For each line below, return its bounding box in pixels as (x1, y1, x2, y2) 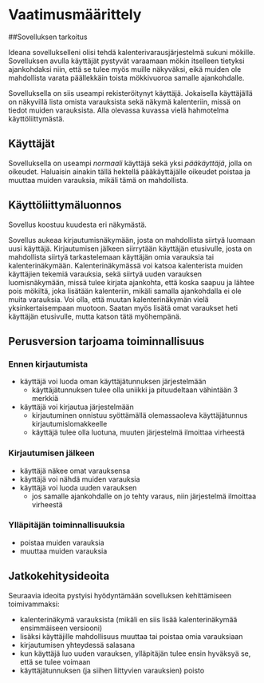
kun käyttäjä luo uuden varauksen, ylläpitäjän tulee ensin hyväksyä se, (19, 649, 251, 658)
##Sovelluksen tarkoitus (8, 32, 88, 42)
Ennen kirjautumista (8, 358, 89, 369)
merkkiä (31, 394, 59, 403)
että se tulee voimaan (19, 657, 91, 666)
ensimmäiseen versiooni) (19, 623, 103, 633)
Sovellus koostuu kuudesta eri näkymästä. (8, 220, 148, 229)
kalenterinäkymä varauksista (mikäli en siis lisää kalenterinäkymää (19, 614, 238, 624)
